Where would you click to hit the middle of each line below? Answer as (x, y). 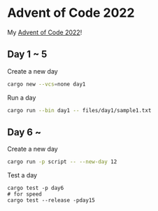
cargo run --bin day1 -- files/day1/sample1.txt (79, 110)
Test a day (22, 175)
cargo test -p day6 (36, 188)
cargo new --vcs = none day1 (46, 84)
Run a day (22, 97)
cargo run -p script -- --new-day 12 (62, 162)
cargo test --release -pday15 (51, 200)
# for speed (24, 194)
